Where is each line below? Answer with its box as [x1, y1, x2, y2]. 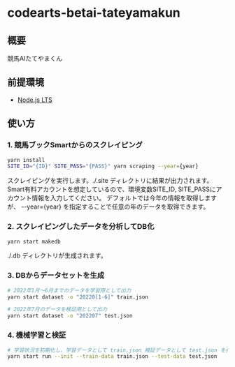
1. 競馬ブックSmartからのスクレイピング [7, 140, 143, 150]
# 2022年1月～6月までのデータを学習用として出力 [7, 287, 131, 294]
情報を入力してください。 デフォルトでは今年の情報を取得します [31, 194, 218, 202]
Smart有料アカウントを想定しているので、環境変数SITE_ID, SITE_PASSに [7, 185, 217, 193]
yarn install [7, 156, 45, 163]
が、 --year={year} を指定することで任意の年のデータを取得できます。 [7, 202, 210, 211]
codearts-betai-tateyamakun [7, 5, 180, 21]
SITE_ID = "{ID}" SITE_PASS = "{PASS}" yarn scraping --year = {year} [7, 163, 199, 170]
